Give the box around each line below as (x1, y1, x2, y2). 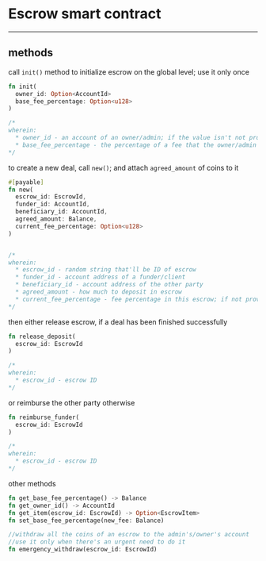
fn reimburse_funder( (8, 413, 80, 421)
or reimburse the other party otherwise (8, 398, 135, 407)
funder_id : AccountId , (15, 200, 90, 209)
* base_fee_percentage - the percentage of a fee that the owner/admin (15, 140, 257, 149)
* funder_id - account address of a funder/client (15, 273, 186, 282)
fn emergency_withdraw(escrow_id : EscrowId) (8, 545, 158, 554)
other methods (8, 478, 57, 488)
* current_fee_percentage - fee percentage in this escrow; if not (15, 295, 243, 303)
